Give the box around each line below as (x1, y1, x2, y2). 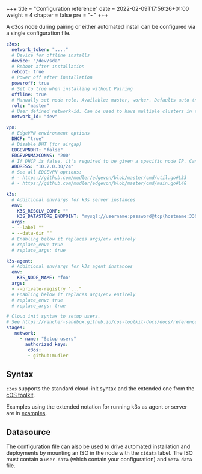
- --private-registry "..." (11, 285, 82, 292)
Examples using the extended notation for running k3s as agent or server (6, 403, 188, 410)
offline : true (11, 91, 47, 97)
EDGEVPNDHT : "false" (11, 147, 63, 153)
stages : (6, 324, 26, 331)
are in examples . (6, 410, 47, 417)
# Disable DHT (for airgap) (11, 141, 82, 147)
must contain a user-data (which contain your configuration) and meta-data (6, 456, 192, 463)
